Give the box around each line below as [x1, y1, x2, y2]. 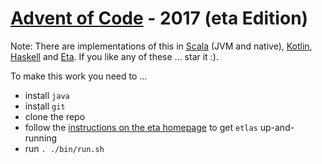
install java [24, 89, 70, 101]
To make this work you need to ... [10, 70, 148, 82]
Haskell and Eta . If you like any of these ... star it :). [10, 50, 219, 62]
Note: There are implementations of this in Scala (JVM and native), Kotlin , [10, 40, 313, 52]
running [24, 132, 58, 144]
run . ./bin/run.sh [24, 142, 105, 154]
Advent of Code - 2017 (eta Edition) [10, 7, 309, 30]
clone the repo [24, 110, 86, 122]
